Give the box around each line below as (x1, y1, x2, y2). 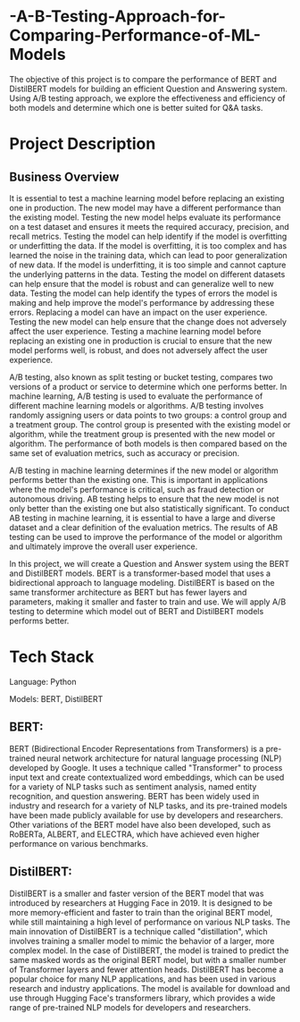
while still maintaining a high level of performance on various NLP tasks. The (9, 916, 291, 927)
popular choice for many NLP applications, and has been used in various (9, 973, 277, 984)
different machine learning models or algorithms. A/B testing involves (9, 400, 264, 410)
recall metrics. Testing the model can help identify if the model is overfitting (9, 231, 287, 241)
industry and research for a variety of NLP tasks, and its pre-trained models (9, 800, 287, 811)
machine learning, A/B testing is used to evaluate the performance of (9, 391, 263, 401)
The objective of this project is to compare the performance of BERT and (9, 73, 277, 84)
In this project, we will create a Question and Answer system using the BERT (9, 558, 290, 569)
